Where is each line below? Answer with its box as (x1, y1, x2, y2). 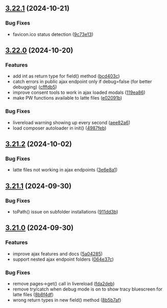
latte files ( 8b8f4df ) (12, 292, 54, 298)
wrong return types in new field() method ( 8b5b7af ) (12, 297, 122, 303)
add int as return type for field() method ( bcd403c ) (12, 73, 120, 79)
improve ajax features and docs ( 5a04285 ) (12, 251, 103, 257)
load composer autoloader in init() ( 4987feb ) (12, 125, 107, 131)
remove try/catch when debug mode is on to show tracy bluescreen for (12, 286, 162, 292)
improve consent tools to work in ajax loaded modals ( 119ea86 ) (12, 89, 146, 95)
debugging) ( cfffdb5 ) (12, 84, 57, 90)
